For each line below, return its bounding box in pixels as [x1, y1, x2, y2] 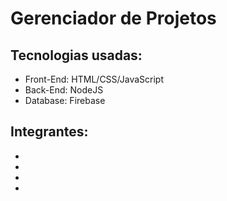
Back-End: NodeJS [24, 84, 104, 96]
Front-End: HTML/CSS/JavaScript [24, 73, 164, 85]
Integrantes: [10, 123, 89, 141]
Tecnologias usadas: [10, 47, 143, 64]
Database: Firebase [24, 95, 106, 106]
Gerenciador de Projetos [10, 7, 217, 30]
